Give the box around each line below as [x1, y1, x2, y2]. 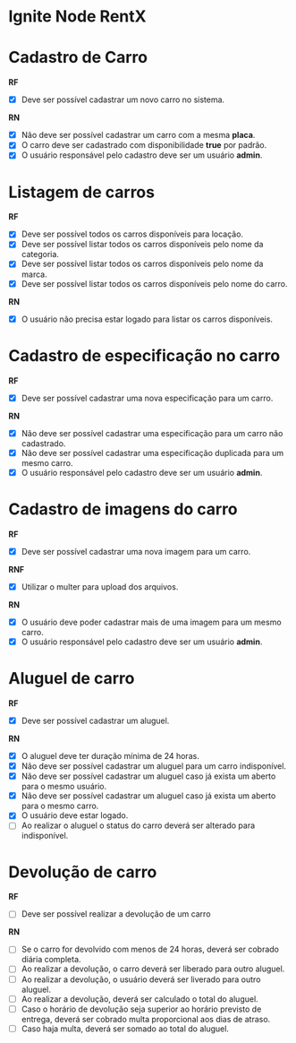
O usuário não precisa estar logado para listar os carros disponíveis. [21, 314, 274, 324]
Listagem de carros [8, 182, 156, 203]
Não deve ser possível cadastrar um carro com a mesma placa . [21, 130, 256, 141]
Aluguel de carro [8, 668, 135, 689]
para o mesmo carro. [21, 800, 99, 812]
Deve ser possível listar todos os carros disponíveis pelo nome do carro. [21, 278, 288, 289]
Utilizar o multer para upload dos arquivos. [21, 581, 179, 592]
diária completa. [21, 954, 81, 965]
